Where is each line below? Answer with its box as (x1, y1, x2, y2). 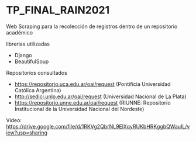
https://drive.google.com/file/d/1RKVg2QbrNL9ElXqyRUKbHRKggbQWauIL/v (6, 123, 190, 130)
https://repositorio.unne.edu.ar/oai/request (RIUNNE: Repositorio (14, 99, 171, 106)
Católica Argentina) (14, 86, 61, 93)
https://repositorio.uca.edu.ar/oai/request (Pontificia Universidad (14, 80, 171, 88)
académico (6, 29, 33, 36)
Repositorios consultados (6, 69, 67, 76)
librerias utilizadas (6, 40, 50, 47)
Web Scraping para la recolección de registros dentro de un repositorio (6, 23, 178, 30)
